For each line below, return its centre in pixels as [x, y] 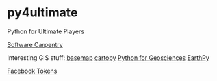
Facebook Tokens [32, 71]
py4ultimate [42, 13]
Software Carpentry [35, 44]
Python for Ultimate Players [46, 31]
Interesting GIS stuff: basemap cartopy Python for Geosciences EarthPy [108, 58]
